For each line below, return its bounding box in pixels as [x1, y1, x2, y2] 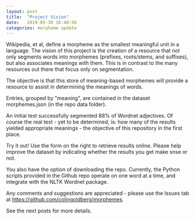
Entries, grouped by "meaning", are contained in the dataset [6, 95, 151, 102]
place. [6, 131, 22, 138]
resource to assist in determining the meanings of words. [6, 83, 144, 91]
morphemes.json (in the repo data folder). [6, 101, 107, 108]
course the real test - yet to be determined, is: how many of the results [6, 118, 176, 126]
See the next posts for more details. [6, 207, 92, 214]
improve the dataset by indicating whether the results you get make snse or [6, 149, 188, 156]
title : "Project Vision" [6, 14, 69, 20]
